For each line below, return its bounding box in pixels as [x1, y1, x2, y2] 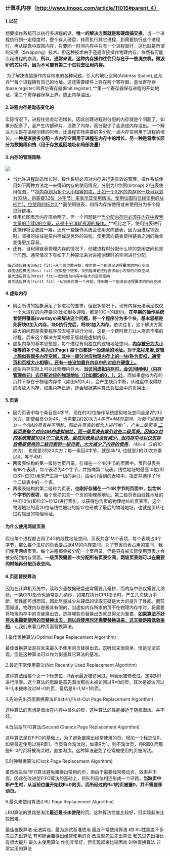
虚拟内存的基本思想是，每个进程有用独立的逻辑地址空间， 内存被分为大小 [12, 340, 163, 346]
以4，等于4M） [12, 454, 45, 460]
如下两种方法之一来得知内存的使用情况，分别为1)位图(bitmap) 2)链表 [17, 182, 159, 188]
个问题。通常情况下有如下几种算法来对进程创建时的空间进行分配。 [12, 252, 150, 258]
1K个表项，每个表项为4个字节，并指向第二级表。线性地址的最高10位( [17, 466, 160, 472]
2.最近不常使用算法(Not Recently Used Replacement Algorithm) [5, 662, 138, 668]
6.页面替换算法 [5, 573, 36, 579]
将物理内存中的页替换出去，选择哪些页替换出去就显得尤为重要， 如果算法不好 [5, 611, 165, 617]
